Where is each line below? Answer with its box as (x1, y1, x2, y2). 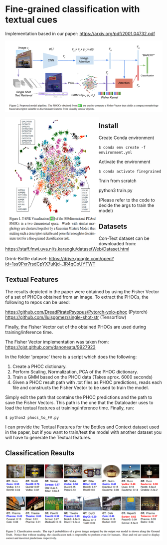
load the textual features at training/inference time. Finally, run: (5, 405, 135, 411)
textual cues (5, 14, 58, 25)
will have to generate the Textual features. (5, 434, 91, 440)
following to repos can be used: (5, 299, 70, 305)
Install (99, 121, 119, 130)
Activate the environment (99, 159, 151, 165)
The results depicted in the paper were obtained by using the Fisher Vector (5, 288, 160, 295)
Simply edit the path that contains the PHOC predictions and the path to (5, 394, 153, 400)
